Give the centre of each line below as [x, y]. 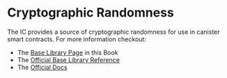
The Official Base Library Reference [69, 59]
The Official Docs [42, 67]
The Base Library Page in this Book [68, 52]
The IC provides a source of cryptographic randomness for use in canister [114, 32]
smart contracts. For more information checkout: [77, 39]
